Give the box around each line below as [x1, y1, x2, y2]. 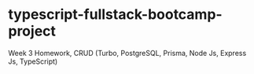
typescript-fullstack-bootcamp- [8, 6, 223, 24]
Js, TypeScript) [8, 57, 58, 66]
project [8, 22, 57, 40]
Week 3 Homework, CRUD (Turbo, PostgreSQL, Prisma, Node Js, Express [8, 48, 247, 57]
